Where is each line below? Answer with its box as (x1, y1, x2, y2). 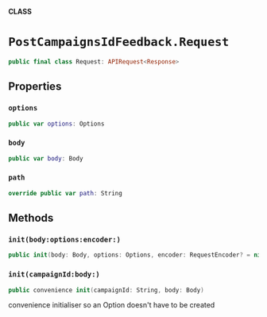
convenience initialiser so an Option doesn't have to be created (8, 300, 215, 310)
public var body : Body (8, 154, 83, 162)
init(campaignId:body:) (8, 270, 101, 279)
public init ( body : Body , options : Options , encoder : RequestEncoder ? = (8, 251, 250, 259)
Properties (8, 79, 62, 94)
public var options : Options (8, 119, 105, 128)
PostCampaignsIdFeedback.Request (8, 35, 230, 50)
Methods (8, 211, 54, 225)
